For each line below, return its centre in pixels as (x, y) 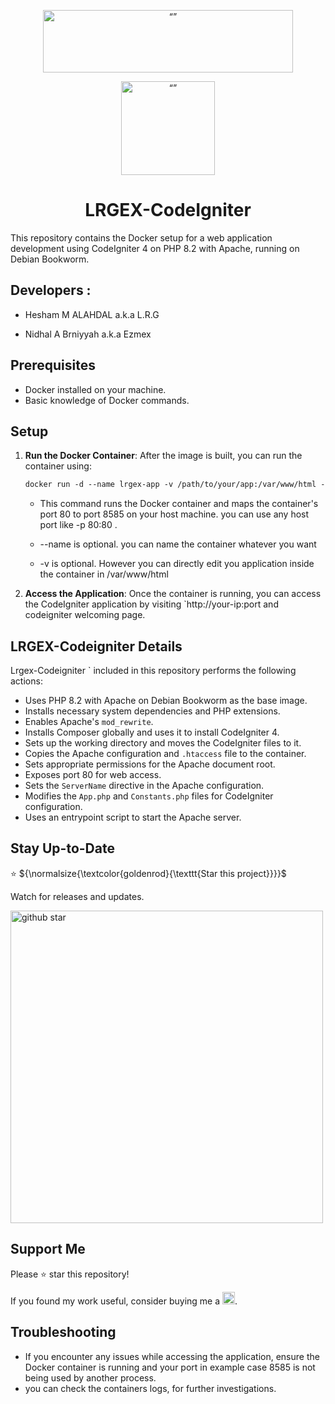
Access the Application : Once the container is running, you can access (173, 594)
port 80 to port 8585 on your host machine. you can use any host (174, 514)
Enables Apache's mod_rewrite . (89, 722)
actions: (26, 681)
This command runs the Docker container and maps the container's (179, 504)
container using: (58, 466)
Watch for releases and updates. (77, 896)
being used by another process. (90, 1377)
